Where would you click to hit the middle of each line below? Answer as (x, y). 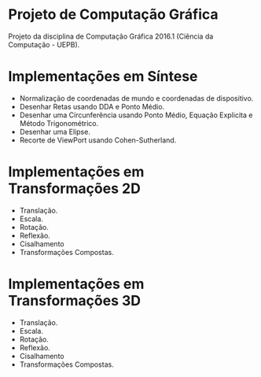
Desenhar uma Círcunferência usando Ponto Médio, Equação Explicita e (136, 115)
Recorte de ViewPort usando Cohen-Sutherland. (98, 140)
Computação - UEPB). (44, 44)
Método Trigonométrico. (59, 123)
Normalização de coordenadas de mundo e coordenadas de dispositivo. (136, 98)
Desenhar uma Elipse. (55, 131)
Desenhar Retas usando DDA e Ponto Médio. (92, 106)
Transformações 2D (75, 188)
